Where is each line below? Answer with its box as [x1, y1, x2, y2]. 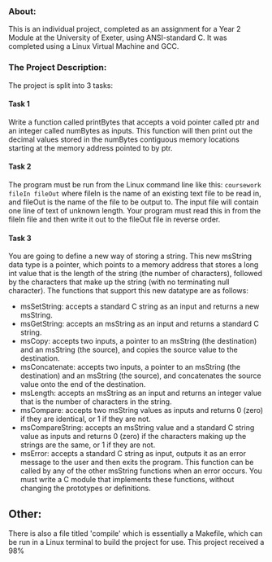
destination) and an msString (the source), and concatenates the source [19, 371, 261, 380]
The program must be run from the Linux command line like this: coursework [8, 180, 261, 189]
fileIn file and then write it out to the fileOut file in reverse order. [8, 214, 221, 224]
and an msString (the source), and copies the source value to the [19, 345, 238, 355]
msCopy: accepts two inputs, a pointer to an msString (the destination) [19, 336, 257, 346]
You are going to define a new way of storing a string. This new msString [8, 251, 253, 261]
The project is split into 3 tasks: [8, 80, 114, 90]
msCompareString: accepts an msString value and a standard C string [19, 423, 255, 432]
